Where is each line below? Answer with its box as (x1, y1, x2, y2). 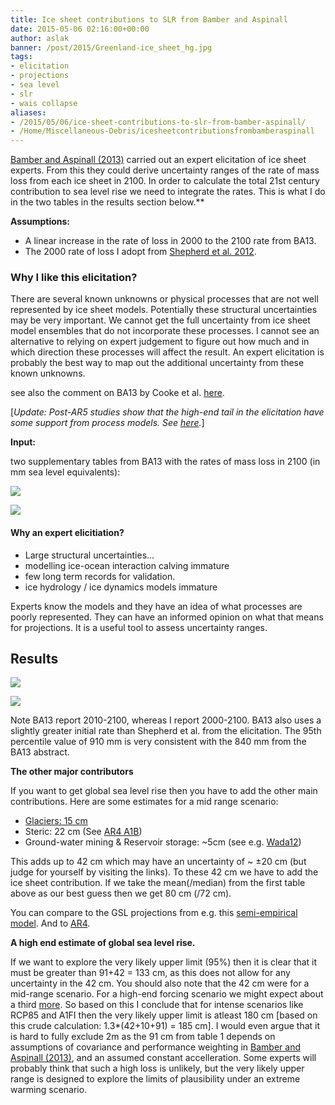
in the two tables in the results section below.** (10, 196, 205, 208)
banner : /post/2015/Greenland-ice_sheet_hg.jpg (10, 42, 213, 53)
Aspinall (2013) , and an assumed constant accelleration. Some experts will (10, 1052, 317, 1064)
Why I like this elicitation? (10, 271, 138, 285)
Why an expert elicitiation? (10, 527, 125, 539)
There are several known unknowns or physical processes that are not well (10, 293, 319, 305)
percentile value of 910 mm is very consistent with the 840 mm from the (10, 736, 307, 748)
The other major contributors (10, 766, 134, 778)
